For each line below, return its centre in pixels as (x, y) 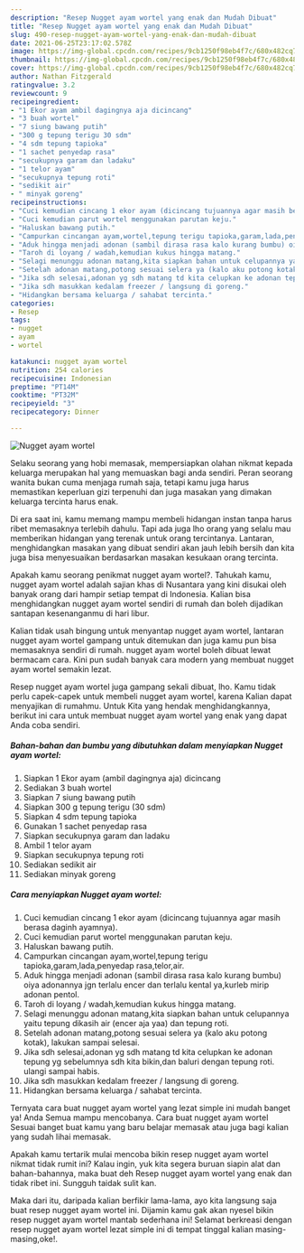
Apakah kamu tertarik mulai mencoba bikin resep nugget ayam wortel (139, 1154)
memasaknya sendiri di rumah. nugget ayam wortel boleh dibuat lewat (141, 650)
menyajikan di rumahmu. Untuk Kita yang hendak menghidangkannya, (140, 706)
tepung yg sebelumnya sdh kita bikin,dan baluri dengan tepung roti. (149, 1061)
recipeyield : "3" (43, 404)
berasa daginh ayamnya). (70, 927)
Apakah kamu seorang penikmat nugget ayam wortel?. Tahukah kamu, (141, 575)
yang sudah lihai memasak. (61, 1136)
